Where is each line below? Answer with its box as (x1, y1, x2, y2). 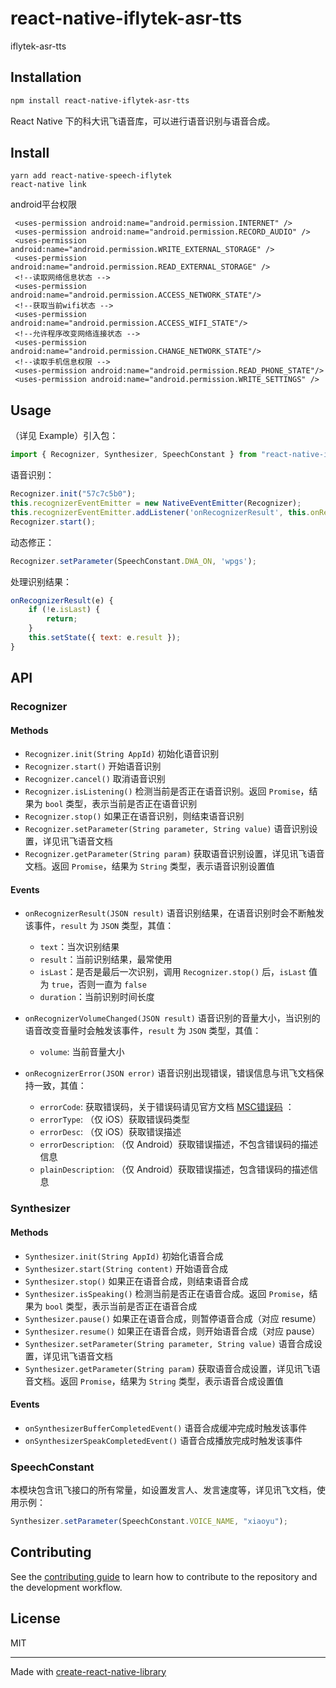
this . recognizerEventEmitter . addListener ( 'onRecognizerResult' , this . (10, 507, 311, 517)
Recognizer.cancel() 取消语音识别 (24, 773, 166, 785)
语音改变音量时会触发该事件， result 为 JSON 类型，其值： (24, 1025, 262, 1037)
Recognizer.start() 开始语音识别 (24, 760, 162, 772)
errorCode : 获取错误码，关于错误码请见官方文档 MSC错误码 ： (39, 1101, 295, 1113)
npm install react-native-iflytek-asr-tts (10, 95, 190, 106)
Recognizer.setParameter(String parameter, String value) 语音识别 (24, 823, 310, 835)
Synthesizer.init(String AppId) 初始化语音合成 (24, 1250, 224, 1262)
